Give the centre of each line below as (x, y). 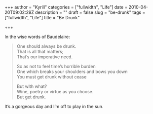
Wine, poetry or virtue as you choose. (55, 92)
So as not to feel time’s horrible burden (56, 66)
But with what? (32, 86)
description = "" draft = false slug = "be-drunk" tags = (90, 12)
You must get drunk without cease (52, 77)
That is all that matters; (40, 52)
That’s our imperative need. (44, 57)
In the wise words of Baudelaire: (37, 37)
